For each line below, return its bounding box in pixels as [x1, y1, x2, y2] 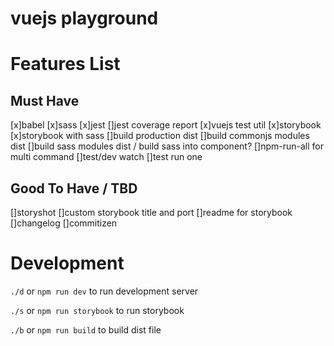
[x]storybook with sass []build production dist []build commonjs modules [10, 130, 310, 142]
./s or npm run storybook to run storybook [10, 304, 185, 316]
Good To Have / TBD [10, 180, 138, 197]
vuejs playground [10, 7, 159, 30]
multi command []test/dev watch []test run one [10, 151, 203, 163]
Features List [10, 53, 121, 76]
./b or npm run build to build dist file [10, 323, 162, 336]
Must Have [10, 92, 80, 109]
